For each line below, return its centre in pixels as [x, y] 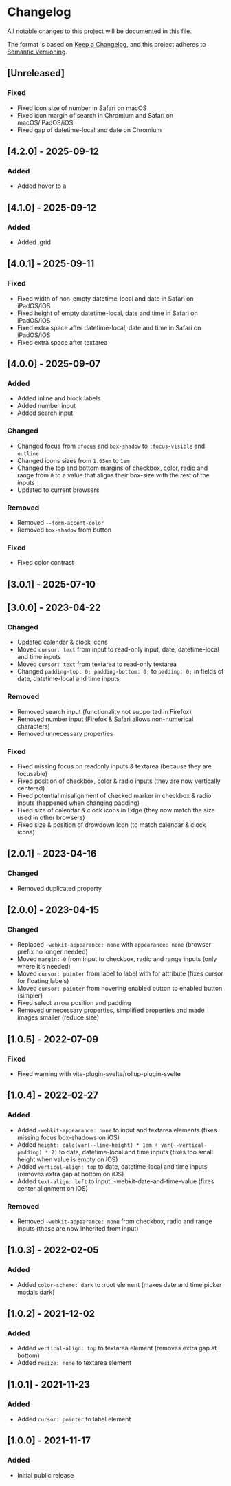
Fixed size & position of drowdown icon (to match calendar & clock [111, 825]
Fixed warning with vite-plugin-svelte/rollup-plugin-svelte [99, 1074]
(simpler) [30, 995]
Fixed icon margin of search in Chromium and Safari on [95, 115]
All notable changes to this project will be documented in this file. [100, 31]
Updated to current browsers [58, 490]
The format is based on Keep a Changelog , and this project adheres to [107, 44]
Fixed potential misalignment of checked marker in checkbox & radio [114, 795]
